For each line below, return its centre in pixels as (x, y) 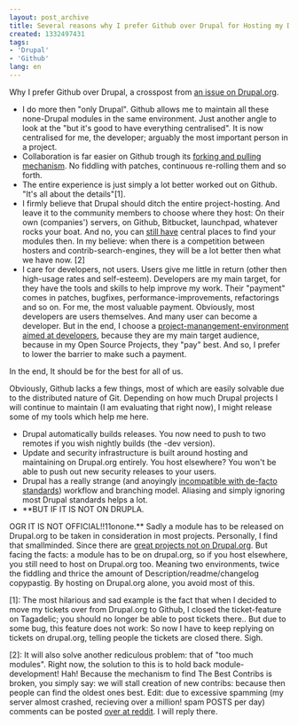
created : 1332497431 (47, 34)
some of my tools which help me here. (79, 417)
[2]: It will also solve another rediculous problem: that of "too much (131, 655)
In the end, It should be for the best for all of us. (96, 371)
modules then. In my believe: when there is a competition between (143, 241)
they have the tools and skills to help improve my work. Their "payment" (153, 288)
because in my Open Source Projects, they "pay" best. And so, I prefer (151, 344)
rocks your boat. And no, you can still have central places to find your (149, 231)
